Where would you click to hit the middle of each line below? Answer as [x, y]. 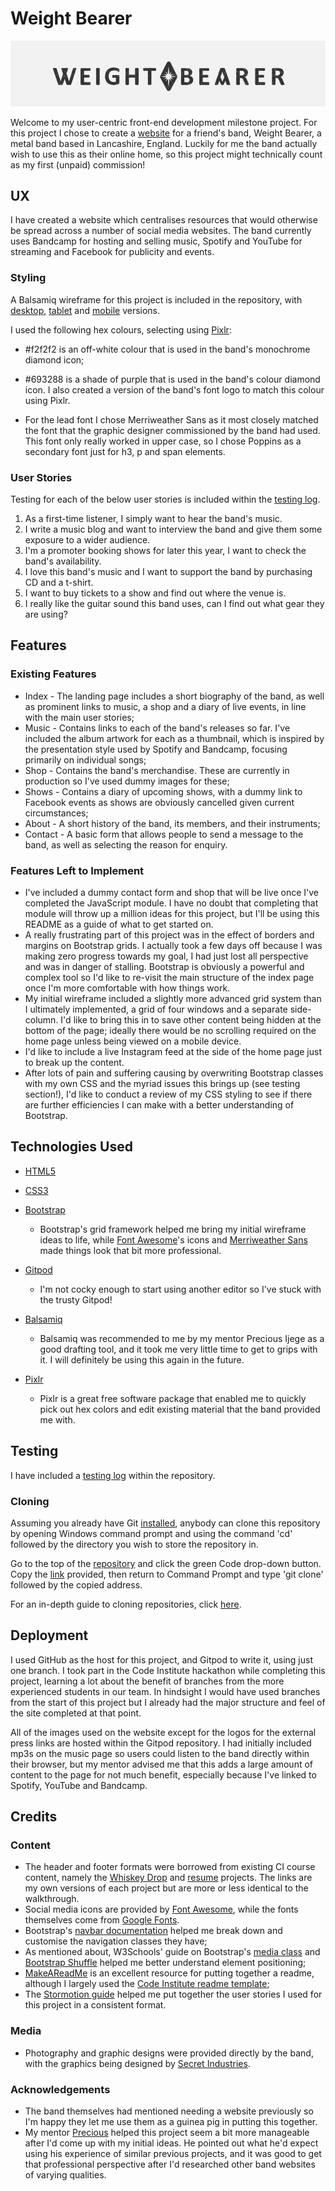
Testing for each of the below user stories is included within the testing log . [165, 499]
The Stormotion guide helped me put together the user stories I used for [173, 1994]
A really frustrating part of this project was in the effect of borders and [169, 935]
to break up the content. [74, 1063]
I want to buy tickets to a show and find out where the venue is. [155, 593]
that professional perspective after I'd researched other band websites [170, 2164]
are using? [46, 614]
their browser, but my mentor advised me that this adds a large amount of [161, 1764]
